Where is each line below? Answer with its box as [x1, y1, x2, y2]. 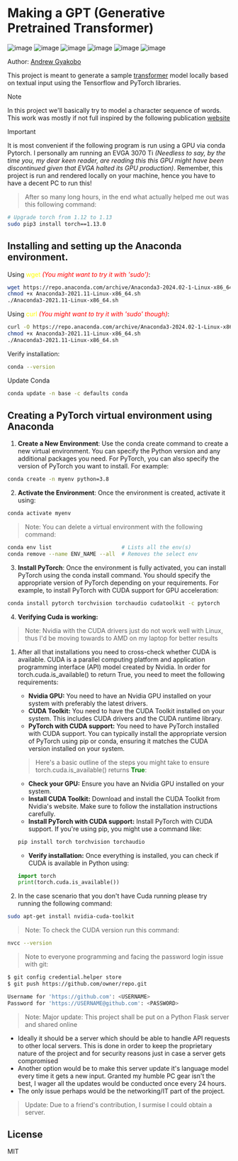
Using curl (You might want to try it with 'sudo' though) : [7, 310, 170, 319]
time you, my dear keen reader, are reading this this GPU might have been [7, 156, 225, 165]
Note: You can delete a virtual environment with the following [24, 523, 203, 532]
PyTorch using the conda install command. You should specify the [17, 571, 211, 579]
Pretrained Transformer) [7, 20, 154, 36]
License [7, 1128, 43, 1140]
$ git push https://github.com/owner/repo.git [7, 980, 147, 987]
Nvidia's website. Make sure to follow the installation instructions [28, 802, 218, 810]
